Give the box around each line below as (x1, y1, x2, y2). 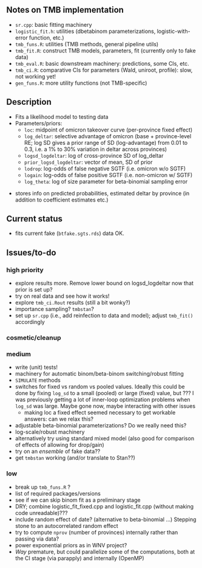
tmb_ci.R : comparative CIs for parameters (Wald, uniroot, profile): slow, (15, 66, 193, 74)
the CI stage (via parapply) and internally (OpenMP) (15, 554, 144, 562)
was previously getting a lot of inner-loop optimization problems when (15, 396, 190, 404)
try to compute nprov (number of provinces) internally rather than (15, 528, 178, 536)
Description (6, 97, 52, 107)
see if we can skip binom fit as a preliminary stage (15, 496, 141, 503)
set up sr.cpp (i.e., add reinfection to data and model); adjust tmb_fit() (15, 312, 194, 319)
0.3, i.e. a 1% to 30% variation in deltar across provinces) (24, 146, 167, 153)
